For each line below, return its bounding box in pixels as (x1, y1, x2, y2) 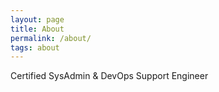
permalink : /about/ (10, 33, 92, 43)
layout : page (10, 14, 65, 25)
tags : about (10, 42, 60, 53)
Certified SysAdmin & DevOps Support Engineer (10, 70, 209, 82)
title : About (10, 24, 65, 34)
